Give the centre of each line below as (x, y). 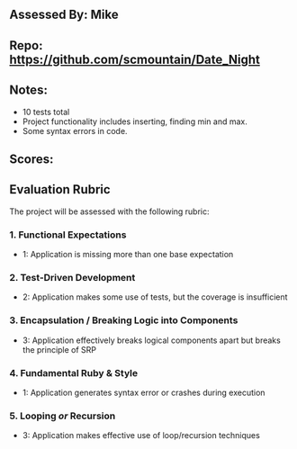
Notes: (28, 90)
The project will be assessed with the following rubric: (109, 211)
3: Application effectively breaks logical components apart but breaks (151, 340)
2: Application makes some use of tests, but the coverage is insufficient (155, 297)
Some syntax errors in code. (75, 130)
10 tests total (46, 112)
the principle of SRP (59, 349)
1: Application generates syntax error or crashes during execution (144, 392)
